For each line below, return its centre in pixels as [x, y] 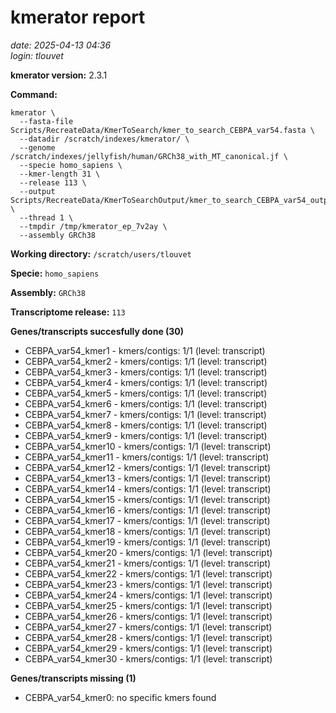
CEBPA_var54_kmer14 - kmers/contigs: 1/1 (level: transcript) [148, 488]
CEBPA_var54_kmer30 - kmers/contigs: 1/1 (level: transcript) [148, 658]
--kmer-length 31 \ [60, 174]
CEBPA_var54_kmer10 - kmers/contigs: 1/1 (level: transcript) [148, 446]
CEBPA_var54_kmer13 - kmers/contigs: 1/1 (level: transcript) [148, 478]
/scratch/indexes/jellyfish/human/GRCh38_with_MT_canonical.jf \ [149, 156]
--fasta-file [46, 121]
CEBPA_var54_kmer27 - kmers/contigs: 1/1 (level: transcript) [148, 627]
